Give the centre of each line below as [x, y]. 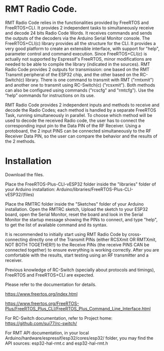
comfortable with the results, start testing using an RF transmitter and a [77, 255]
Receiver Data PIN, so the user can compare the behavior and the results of [81, 136]
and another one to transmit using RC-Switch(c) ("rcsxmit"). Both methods [80, 85]
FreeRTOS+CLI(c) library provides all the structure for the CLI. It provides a [81, 43]
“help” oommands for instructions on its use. [50, 95]
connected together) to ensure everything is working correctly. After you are [82, 250]
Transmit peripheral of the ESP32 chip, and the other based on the [72, 74]
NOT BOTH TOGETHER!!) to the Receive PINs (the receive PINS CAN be [77, 245]
